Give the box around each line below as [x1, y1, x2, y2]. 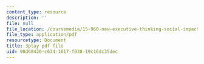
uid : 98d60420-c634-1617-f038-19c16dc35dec [6, 49, 118, 55]
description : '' [6, 15, 47, 21]
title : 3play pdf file [6, 43, 64, 49]
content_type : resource [6, 9, 67, 15]
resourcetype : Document [6, 37, 67, 43]
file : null [6, 20, 34, 26]
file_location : [6, 26, 45, 32]
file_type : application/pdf [6, 32, 78, 38]
